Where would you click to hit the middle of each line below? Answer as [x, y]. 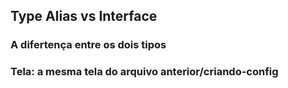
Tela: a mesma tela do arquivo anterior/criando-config [144, 72]
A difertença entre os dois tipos [88, 45]
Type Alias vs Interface [84, 16]
